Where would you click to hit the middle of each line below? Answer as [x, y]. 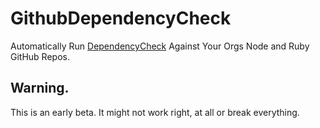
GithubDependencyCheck [121, 18]
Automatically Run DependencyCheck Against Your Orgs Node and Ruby [160, 46]
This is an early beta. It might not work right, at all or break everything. [155, 112]
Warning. [40, 88]
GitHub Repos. [40, 56]
